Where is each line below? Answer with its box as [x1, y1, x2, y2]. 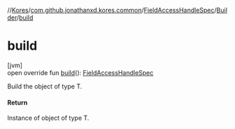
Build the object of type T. [7, 82, 83, 90]
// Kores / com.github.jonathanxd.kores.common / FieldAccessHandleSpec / [7, 6, 217, 14]
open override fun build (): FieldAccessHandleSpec [7, 68, 154, 76]
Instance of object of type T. [7, 114, 90, 122]
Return [7, 98, 28, 107]
